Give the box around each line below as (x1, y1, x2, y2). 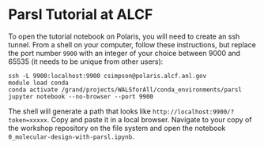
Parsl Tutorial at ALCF (8, 6, 153, 24)
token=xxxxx (8, 116, 47, 124)
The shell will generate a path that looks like (8, 106, 152, 116)
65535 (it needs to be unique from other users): (8, 57, 164, 66)
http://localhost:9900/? (153, 108, 235, 116)
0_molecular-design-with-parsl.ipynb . (8, 132, 134, 141)
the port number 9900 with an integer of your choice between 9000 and (8, 48, 241, 58)
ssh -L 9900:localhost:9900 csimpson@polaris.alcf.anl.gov (8, 72, 207, 80)
